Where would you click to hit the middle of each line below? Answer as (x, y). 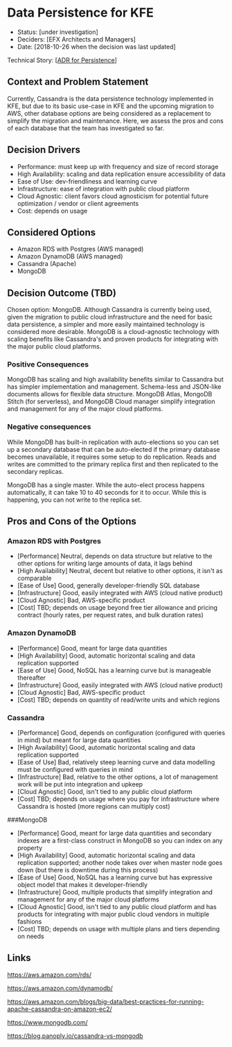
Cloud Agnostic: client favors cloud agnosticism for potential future (113, 196)
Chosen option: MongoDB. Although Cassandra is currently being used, (109, 310)
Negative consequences (49, 427)
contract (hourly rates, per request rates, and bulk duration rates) (110, 615)
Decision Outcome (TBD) (62, 293)
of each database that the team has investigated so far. (86, 128)
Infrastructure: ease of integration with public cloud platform (103, 188)
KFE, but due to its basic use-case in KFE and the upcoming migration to (111, 106)
